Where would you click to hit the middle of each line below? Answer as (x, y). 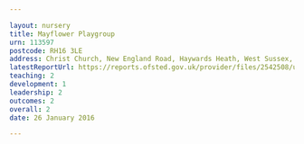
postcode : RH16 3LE (46, 50)
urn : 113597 (32, 42)
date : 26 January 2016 (52, 118)
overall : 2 (30, 109)
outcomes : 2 (32, 101)
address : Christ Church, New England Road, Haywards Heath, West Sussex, (152, 59)
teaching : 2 (32, 76)
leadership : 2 (36, 92)
